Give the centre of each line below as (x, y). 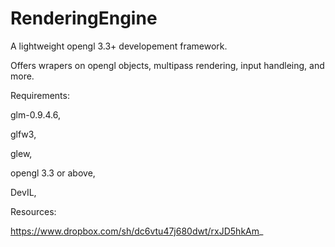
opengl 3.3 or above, (53, 173)
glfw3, (23, 134)
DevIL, (23, 192)
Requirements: (40, 95)
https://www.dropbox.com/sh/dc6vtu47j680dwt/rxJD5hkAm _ (137, 231)
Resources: (33, 211)
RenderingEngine (84, 18)
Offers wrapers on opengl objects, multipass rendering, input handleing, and (167, 65)
